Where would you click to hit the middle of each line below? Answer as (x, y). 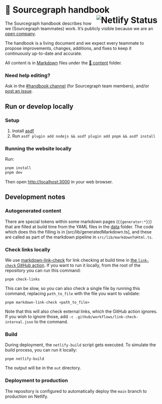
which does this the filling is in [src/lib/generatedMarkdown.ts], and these (78, 232)
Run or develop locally (39, 106)
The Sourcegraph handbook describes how (48, 23)
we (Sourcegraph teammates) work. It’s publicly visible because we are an (79, 28)
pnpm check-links (22, 279)
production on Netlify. (27, 396)
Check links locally (28, 250)
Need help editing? (28, 75)
